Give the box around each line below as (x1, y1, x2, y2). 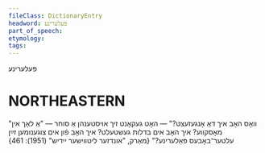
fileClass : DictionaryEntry (8, 11, 103, 20)
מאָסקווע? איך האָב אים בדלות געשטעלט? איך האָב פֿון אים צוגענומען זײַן (8, 127, 223, 137)
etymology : (8, 34, 45, 43)
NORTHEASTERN (8, 92, 126, 110)
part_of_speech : (8, 27, 63, 35)
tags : (8, 42, 27, 50)
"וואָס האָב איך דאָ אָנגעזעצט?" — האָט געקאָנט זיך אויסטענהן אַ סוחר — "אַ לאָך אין (8, 118, 258, 129)
